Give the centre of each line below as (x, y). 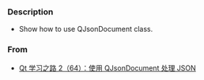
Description (30, 12)
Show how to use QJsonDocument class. (86, 29)
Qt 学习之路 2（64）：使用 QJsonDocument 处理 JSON (108, 68)
